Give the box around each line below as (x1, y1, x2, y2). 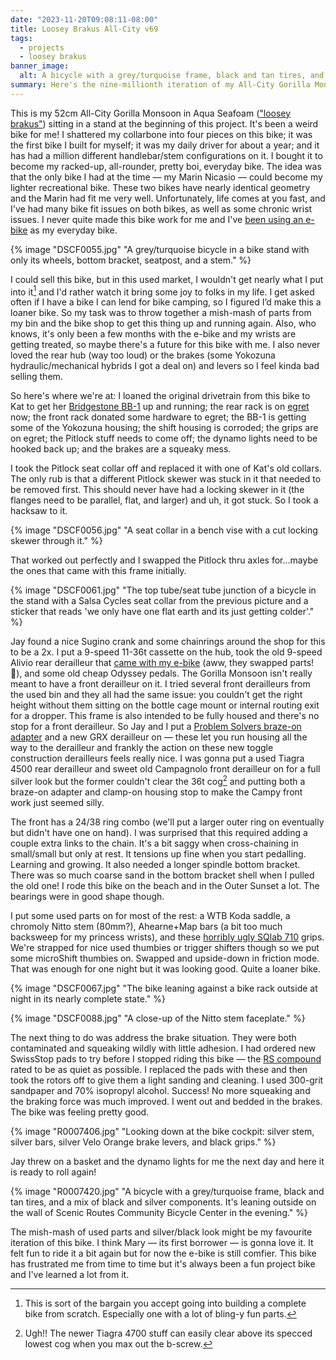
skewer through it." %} (10, 535, 103, 547)
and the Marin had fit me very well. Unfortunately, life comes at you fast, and (10, 192, 326, 204)
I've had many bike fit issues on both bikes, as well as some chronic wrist (10, 202, 313, 215)
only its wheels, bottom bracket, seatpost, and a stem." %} (10, 254, 252, 266)
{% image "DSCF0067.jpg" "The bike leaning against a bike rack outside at (10, 982, 318, 995)
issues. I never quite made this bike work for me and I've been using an (10, 213, 304, 225)
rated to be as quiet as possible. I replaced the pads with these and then (10, 1064, 308, 1076)
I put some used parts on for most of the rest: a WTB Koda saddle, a (10, 910, 291, 922)
